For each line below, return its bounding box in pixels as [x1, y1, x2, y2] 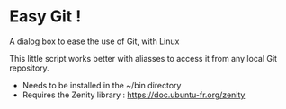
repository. [9, 63, 49, 73]
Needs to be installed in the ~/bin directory [22, 80, 182, 90]
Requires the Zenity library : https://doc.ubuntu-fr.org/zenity [22, 89, 246, 100]
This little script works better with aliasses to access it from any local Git [9, 53, 277, 63]
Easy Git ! [9, 6, 82, 27]
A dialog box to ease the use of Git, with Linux [9, 36, 180, 46]
